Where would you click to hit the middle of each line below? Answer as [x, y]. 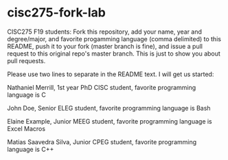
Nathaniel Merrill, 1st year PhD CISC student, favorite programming [102, 87]
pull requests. [26, 60]
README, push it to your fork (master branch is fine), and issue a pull [105, 46]
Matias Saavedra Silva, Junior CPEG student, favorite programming [102, 141]
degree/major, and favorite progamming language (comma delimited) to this [114, 38]
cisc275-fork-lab [57, 13]
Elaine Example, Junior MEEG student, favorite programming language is [110, 121]
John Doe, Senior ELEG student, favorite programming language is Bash [109, 108]
